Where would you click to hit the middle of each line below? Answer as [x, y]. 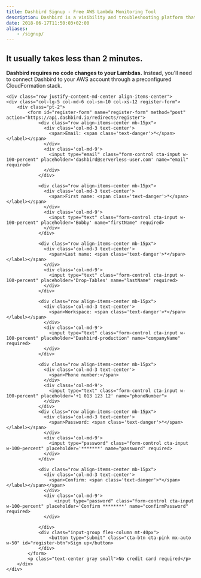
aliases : [17, 29]
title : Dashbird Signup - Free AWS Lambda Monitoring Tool [81, 12]
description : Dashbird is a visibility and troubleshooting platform [95, 17]
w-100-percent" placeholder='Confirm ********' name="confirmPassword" [97, 506]
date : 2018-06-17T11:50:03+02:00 [48, 23]
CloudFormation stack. [34, 85]
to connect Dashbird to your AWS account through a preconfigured [89, 79]
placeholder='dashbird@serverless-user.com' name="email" [115, 160]
